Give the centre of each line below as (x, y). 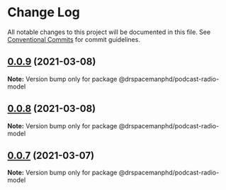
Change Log (44, 12)
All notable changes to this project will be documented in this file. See (109, 32)
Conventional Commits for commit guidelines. (74, 39)
